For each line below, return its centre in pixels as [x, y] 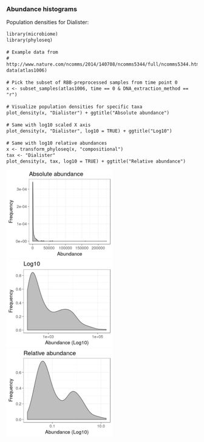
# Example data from [32, 52]
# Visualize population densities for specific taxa [74, 107]
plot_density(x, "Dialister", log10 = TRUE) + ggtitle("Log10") [89, 131]
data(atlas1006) [27, 71]
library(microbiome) [32, 34]
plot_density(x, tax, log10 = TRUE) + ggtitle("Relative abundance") [96, 162]
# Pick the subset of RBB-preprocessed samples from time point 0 [92, 83]
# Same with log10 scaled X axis [49, 125]
